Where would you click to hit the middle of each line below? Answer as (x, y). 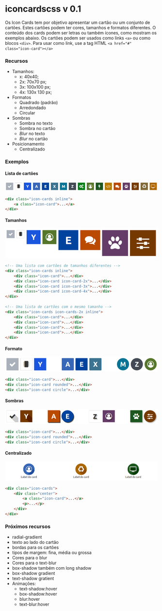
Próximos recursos (28, 526)
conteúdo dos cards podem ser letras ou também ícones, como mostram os (81, 33)
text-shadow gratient (33, 578)
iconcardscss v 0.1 (43, 9)
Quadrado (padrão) (39, 103)
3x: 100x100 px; (35, 87)
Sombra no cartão (37, 129)
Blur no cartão (33, 139)
